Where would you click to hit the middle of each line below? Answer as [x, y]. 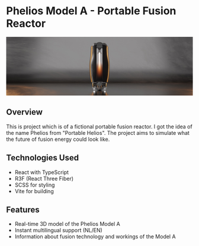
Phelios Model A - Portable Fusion [91, 11]
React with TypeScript [42, 172]
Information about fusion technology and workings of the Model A [95, 236]
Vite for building [34, 191]
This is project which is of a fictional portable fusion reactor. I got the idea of [99, 127]
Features [23, 209]
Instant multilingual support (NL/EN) [58, 231]
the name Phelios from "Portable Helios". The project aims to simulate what [98, 133]
